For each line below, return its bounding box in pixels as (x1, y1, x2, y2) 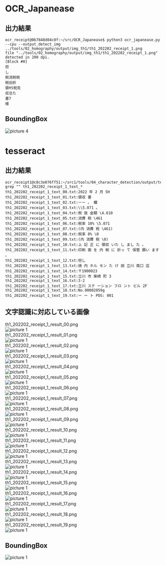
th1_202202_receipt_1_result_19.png (5, 522, 77, 528)
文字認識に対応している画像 (5, 308, 90, 316)
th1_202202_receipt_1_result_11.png (5, 437, 77, 443)
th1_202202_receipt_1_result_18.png (5, 511, 77, 517)
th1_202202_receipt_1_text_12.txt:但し (5, 258, 86, 263)
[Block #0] (5, 59, 28, 64)
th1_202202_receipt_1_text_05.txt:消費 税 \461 (5, 215, 103, 221)
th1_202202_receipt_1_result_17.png (5, 500, 77, 506)
